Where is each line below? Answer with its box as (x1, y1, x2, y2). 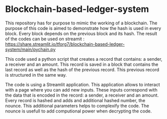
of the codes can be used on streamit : (5, 36, 85, 42)
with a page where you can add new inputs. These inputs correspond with (5, 87, 158, 93)
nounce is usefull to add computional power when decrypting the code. (5, 108, 152, 114)
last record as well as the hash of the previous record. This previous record (5, 66, 160, 73)
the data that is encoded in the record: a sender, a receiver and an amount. (5, 92, 159, 98)
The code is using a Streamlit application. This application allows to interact (5, 81, 161, 88)
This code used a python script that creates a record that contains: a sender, (5, 56, 163, 62)
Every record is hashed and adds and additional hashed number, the (5, 97, 146, 103)
